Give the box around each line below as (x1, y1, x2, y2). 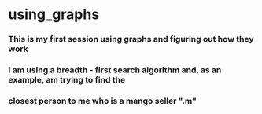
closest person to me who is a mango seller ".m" (8, 95, 197, 106)
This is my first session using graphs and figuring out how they (8, 34, 254, 45)
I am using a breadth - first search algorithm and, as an (8, 64, 222, 75)
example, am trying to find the (8, 75, 126, 86)
